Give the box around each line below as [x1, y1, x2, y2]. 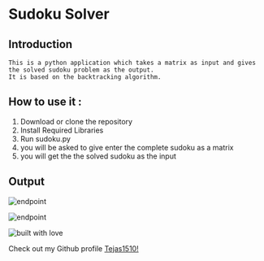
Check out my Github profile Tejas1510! [8, 243, 140, 253]
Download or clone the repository [19, 116, 132, 126]
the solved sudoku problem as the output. [8, 66, 154, 74]
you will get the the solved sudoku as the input [19, 151, 177, 161]
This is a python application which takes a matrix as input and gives [8, 59, 256, 67]
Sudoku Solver [8, 5, 110, 24]
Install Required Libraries [19, 125, 104, 135]
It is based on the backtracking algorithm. [8, 73, 162, 81]
